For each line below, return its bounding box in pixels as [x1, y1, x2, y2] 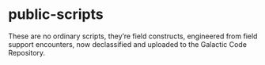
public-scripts [8, 5, 104, 23]
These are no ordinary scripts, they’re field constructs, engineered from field [8, 31, 258, 41]
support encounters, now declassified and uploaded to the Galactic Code [8, 39, 248, 49]
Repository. [8, 48, 46, 57]
